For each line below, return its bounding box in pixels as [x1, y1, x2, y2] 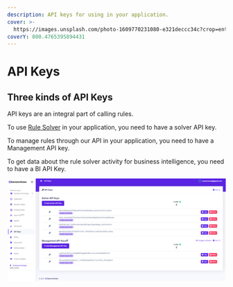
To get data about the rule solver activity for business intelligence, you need [7, 157, 225, 166]
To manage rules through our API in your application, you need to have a [7, 137, 214, 145]
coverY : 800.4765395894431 [7, 33, 85, 40]
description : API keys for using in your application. [7, 11, 169, 18]
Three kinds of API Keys [7, 91, 113, 103]
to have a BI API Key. [7, 165, 67, 173]
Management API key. [7, 144, 70, 153]
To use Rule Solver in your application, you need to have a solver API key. [7, 123, 217, 132]
